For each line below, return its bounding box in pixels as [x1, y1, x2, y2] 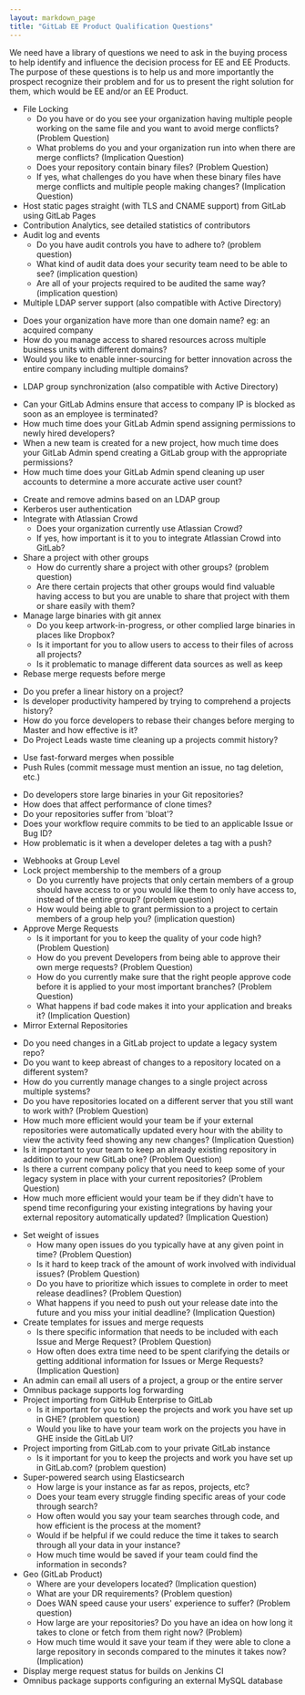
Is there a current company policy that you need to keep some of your [22, 1163, 285, 1174]
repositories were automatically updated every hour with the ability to [22, 1124, 284, 1135]
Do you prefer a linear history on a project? [22, 686, 184, 697]
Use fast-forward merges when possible [22, 751, 175, 762]
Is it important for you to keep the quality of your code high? [36, 932, 262, 944]
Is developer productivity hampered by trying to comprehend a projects [22, 695, 291, 707]
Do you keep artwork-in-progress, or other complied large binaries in [36, 619, 296, 630]
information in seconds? [36, 1558, 127, 1569]
